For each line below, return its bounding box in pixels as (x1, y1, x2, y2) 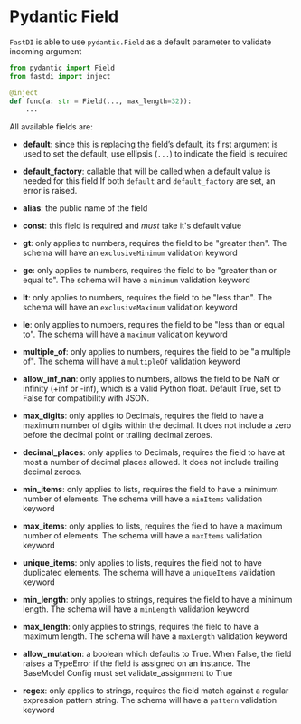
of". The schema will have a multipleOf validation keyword (22, 356, 241, 367)
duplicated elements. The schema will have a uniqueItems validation (22, 567, 276, 578)
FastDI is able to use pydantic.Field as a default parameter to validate (9, 36, 272, 47)
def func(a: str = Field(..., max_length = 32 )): (9, 97, 193, 106)
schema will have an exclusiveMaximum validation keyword (22, 301, 238, 313)
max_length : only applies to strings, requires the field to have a (22, 622, 259, 633)
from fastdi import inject (9, 71, 111, 81)
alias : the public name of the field (22, 203, 148, 214)
